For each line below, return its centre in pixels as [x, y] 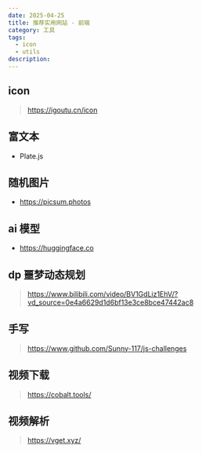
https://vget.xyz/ [54, 440]
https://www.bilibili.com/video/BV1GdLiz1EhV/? [103, 294]
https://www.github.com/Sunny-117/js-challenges [107, 348]
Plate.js [31, 156]
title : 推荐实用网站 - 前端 [49, 23]
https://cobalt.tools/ [59, 394]
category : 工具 [32, 30]
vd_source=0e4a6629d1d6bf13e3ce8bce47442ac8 [110, 302]
